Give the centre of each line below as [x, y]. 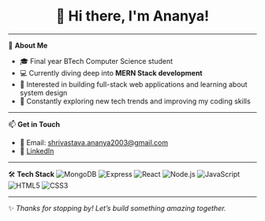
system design [43, 92]
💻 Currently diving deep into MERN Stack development [111, 73]
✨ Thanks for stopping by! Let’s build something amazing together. [117, 208]
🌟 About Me [28, 45]
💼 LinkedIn [37, 151]
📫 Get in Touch [34, 124]
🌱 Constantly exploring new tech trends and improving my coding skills [135, 101]
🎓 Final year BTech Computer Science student [96, 61]
